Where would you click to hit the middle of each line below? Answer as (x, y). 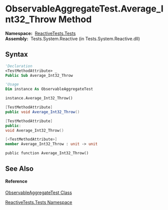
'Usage (12, 84)
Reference (16, 181)
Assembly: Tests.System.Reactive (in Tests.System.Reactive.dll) (73, 39)
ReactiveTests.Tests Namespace (39, 202)
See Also (19, 169)
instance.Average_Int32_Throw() (39, 98)
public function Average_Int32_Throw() (47, 153)
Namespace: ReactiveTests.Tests (40, 33)
